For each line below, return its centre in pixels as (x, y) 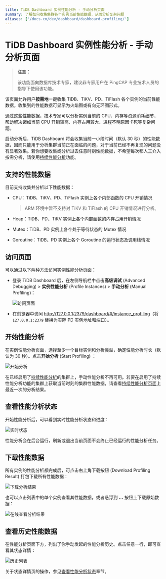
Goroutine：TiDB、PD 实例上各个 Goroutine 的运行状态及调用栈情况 (81, 240)
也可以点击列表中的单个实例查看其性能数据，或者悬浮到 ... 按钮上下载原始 (80, 497)
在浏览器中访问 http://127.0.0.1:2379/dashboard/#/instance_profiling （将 (85, 314)
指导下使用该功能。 (37, 89)
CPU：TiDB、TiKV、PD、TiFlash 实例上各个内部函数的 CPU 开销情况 (82, 198)
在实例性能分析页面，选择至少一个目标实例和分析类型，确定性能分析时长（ (81, 350)
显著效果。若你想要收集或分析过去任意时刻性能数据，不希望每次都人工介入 (85, 151)
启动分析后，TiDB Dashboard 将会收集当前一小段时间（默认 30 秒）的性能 (81, 139)
